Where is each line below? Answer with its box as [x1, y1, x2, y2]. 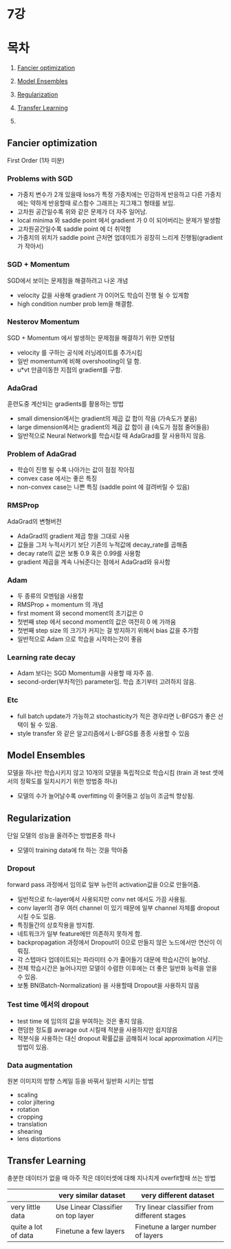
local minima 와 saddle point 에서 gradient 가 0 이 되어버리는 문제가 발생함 [16, 216, 221, 225]
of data [10, 1230, 34, 1240]
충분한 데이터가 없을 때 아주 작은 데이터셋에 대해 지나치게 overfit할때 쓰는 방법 [7, 1173, 217, 1182]
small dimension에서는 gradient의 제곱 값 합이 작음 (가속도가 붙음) [16, 414, 197, 423]
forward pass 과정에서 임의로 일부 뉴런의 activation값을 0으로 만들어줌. [7, 880, 201, 888]
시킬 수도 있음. [16, 912, 56, 920]
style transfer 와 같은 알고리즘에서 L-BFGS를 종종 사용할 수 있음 [16, 729, 190, 738]
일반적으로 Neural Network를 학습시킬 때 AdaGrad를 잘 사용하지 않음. [16, 431, 206, 440]
